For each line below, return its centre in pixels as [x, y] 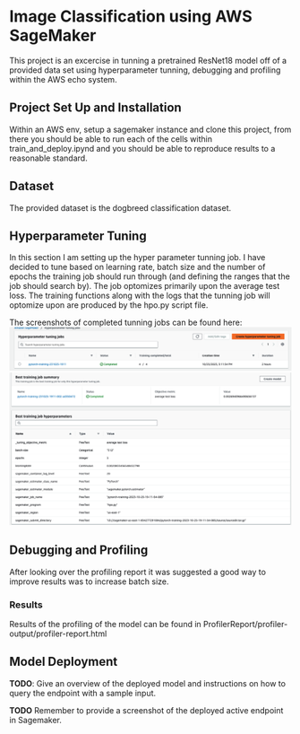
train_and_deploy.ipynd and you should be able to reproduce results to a [142, 148]
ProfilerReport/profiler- [245, 624]
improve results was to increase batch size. [89, 581]
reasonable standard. [48, 158]
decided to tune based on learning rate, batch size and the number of [137, 267]
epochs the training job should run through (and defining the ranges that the [150, 276]
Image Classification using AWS [131, 17]
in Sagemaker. [36, 720]
